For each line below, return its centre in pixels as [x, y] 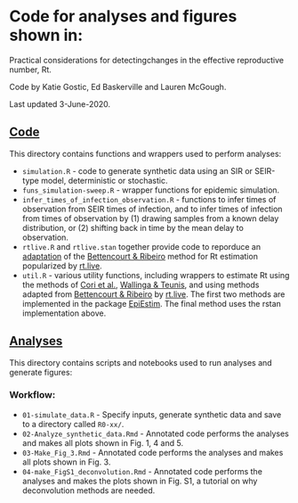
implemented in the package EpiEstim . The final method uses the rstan [152, 303]
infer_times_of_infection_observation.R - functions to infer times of [149, 199]
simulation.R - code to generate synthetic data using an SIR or [137, 170]
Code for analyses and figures [123, 16]
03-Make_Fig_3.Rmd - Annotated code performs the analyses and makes [153, 452]
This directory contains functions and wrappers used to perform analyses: [145, 153]
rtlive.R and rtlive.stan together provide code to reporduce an [141, 246]
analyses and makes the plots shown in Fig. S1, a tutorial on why [140, 481]
